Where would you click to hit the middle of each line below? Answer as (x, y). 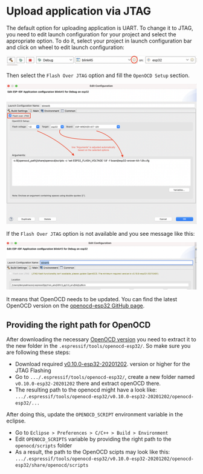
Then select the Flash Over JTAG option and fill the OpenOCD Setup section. (98, 75)
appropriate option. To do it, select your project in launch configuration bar (99, 41)
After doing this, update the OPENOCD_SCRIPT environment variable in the (95, 415)
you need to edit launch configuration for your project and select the (91, 34)
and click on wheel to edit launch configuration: (66, 47)
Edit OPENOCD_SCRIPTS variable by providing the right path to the (93, 439)
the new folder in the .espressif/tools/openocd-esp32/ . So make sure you (98, 346)
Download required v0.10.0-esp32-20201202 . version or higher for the (102, 364)
